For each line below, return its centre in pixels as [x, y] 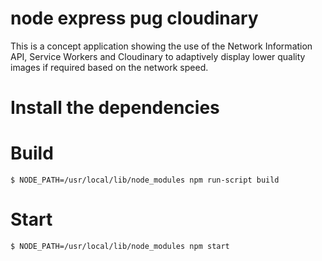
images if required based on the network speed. [109, 67]
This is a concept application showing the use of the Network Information [161, 46]
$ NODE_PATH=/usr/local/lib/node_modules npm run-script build [145, 180]
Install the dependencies [115, 108]
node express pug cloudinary [134, 18]
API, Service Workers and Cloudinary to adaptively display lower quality [158, 56]
